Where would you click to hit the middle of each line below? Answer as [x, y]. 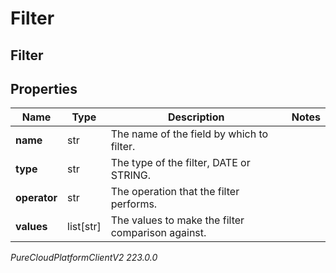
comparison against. [158, 233]
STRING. [131, 175]
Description [196, 117]
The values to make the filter [177, 220]
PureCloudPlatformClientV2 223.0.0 [84, 258]
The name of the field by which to [189, 134]
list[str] [84, 227]
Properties [44, 88]
